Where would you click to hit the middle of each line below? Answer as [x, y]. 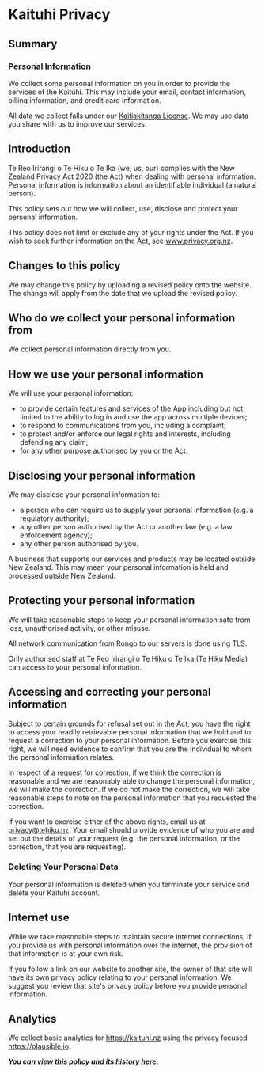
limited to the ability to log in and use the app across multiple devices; [133, 417]
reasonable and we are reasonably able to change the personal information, [132, 780]
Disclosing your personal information [102, 475]
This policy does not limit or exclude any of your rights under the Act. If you [131, 232]
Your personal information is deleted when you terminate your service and [129, 884]
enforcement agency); [56, 535]
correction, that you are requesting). [67, 846]
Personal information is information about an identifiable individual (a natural [132, 184]
